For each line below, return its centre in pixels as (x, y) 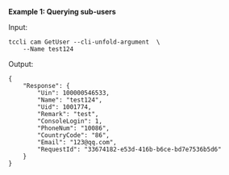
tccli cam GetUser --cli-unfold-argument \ (84, 42)
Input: (18, 27)
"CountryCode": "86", (74, 135)
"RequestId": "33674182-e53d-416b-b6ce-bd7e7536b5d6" (129, 149)
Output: (21, 64)
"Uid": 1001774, (65, 107)
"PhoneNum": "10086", (74, 128)
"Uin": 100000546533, (74, 93)
